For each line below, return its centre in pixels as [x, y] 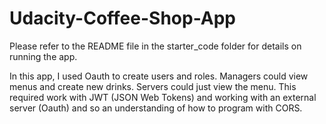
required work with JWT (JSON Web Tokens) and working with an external [163, 97]
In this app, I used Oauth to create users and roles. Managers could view [159, 76]
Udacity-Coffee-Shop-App [122, 18]
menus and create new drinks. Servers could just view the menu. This [153, 86]
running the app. [43, 56]
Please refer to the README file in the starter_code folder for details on [155, 46]
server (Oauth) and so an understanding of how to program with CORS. [156, 108]
